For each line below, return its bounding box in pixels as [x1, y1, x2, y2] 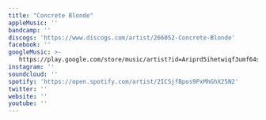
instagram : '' [8, 63, 55, 71]
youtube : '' [8, 99, 47, 107]
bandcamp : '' [8, 26, 51, 34]
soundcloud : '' [8, 70, 59, 78]
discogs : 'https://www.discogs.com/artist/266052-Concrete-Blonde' [8, 33, 236, 42]
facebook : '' [8, 41, 51, 49]
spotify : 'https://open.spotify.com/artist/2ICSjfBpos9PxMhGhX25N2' [8, 77, 239, 85]
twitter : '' [8, 84, 47, 93]
